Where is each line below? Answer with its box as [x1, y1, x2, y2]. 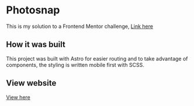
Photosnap [6, 3, 60, 17]
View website [6, 78, 57, 88]
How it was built [6, 40, 65, 50]
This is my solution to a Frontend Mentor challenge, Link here [6, 23, 154, 30]
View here [6, 94, 30, 101]
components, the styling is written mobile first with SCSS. [6, 61, 144, 68]
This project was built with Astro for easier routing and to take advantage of [6, 55, 188, 62]
